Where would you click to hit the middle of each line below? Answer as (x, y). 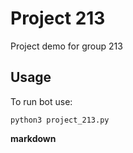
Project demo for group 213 (66, 46)
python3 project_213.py (60, 120)
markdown (33, 138)
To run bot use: (41, 101)
